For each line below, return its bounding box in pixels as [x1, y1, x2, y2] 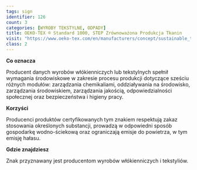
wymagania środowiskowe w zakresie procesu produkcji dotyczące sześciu [6, 74, 189, 82]
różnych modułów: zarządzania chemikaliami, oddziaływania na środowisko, [6, 81, 191, 88]
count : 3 [6, 19, 28, 25]
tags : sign [6, 8, 33, 15]
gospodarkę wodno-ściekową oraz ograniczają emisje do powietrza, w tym [6, 128, 188, 135]
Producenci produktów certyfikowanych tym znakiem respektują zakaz [6, 116, 178, 123]
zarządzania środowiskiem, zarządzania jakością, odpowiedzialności [6, 87, 172, 94]
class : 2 [6, 41, 28, 47]
